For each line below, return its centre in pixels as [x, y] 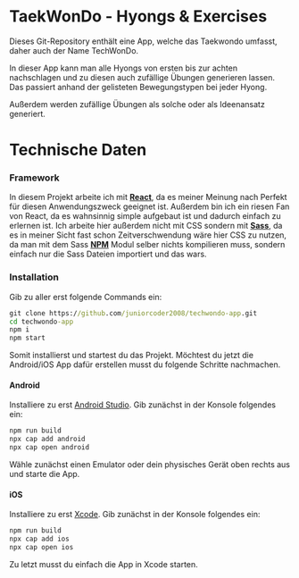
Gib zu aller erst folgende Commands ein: [86, 297]
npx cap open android [50, 448]
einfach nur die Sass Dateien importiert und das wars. [108, 254]
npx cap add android [48, 440]
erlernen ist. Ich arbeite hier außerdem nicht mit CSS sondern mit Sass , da [146, 226]
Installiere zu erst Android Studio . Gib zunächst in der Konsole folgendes [143, 405]
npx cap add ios [39, 539]
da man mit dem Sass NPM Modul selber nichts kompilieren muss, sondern [147, 245]
